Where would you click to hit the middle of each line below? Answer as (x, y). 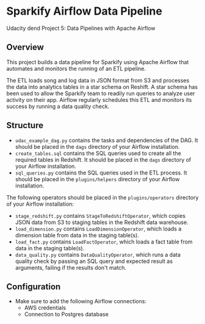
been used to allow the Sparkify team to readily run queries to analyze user (101, 93)
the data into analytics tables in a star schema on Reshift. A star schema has (102, 87)
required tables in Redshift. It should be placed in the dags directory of (103, 159)
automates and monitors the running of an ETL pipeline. (76, 68)
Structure (25, 125)
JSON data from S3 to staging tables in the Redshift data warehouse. (102, 222)
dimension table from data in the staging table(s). (77, 235)
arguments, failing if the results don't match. (71, 267)
